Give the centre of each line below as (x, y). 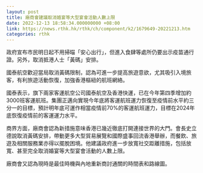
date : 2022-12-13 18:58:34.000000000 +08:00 (63, 23)
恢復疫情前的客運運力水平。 (46, 116)
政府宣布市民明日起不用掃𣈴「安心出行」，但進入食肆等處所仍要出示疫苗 (95, 52)
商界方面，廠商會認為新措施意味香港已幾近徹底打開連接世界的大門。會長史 (99, 128)
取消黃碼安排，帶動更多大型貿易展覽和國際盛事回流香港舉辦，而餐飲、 (104, 136)
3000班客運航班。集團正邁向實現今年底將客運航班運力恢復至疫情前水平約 (98, 101)
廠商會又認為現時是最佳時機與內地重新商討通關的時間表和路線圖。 (88, 164)
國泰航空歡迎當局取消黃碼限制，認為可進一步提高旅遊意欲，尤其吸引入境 (96, 72)
